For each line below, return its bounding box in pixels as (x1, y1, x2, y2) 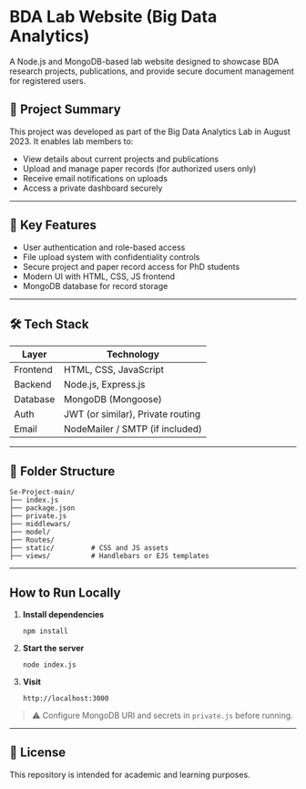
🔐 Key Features (9, 217, 97, 234)
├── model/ (9, 527, 51, 537)
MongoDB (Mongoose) (63, 393, 162, 406)
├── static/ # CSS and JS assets (9, 544, 169, 553)
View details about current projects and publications (22, 153, 219, 164)
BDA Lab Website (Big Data (9, 6, 218, 27)
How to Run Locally (9, 585, 121, 600)
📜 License (9, 745, 66, 761)
